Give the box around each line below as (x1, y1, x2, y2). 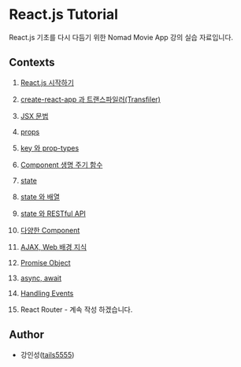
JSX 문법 (20, 111, 49, 120)
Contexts (9, 56, 55, 69)
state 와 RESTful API (20, 209, 86, 218)
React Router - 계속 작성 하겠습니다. (20, 305, 133, 314)
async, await (20, 273, 62, 283)
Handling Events (20, 288, 74, 298)
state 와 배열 (20, 191, 60, 202)
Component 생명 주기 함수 (20, 160, 103, 169)
